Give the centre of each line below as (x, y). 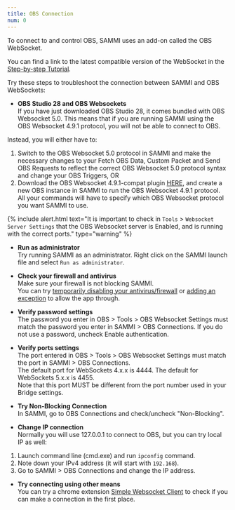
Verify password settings (55, 311)
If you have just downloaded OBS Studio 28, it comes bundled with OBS (121, 111)
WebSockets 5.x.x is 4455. (56, 377)
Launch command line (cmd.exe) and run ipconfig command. (106, 455)
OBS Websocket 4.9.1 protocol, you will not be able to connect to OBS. (119, 126)
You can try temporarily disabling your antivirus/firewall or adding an (116, 290)
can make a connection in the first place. (76, 499)
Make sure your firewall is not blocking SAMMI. (86, 283)
